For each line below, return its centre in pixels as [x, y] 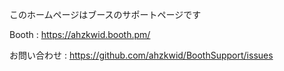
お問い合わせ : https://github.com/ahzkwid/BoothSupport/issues [141, 55]
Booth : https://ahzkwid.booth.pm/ [80, 34]
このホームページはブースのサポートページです [105, 14]
